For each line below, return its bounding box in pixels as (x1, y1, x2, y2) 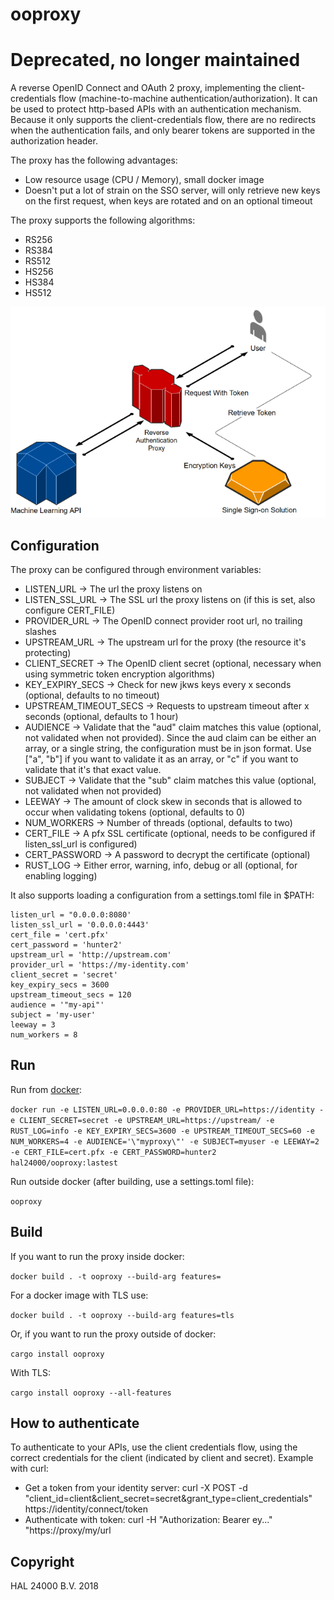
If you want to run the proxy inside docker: (10, 1250, 185, 1262)
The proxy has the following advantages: (10, 154, 178, 167)
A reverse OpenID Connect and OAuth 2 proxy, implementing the (10, 82, 277, 94)
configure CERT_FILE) (24, 604, 116, 616)
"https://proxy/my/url (24, 1524, 112, 1537)
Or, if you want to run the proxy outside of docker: (10, 1328, 217, 1340)
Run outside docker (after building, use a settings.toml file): (10, 1175, 255, 1187)
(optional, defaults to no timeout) (24, 689, 160, 701)
